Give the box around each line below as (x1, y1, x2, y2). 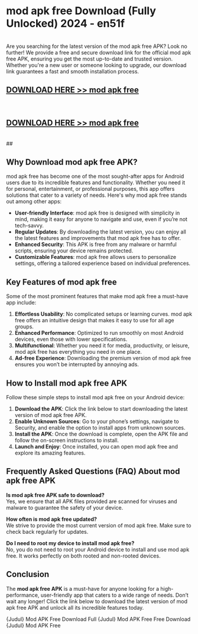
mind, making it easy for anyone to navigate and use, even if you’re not (14, 216, 188, 223)
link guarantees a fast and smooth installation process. (6, 68, 139, 75)
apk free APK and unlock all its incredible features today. (6, 604, 144, 611)
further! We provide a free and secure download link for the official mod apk (6, 49, 191, 56)
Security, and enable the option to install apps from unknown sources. (14, 424, 186, 431)
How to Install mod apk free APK (6, 378, 128, 388)
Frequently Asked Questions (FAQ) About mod (6, 466, 180, 476)
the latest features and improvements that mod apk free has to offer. (14, 235, 181, 242)
